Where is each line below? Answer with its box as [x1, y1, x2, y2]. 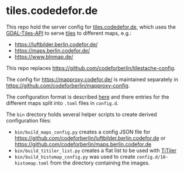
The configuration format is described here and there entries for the [6, 93, 169, 100]
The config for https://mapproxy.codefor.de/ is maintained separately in [6, 76, 178, 83]
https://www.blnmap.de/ [14, 53, 74, 60]
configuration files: [6, 117, 51, 124]
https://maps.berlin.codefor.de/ [14, 47, 91, 54]
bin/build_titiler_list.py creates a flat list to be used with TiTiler [14, 147, 177, 154]
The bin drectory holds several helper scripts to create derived [6, 111, 157, 118]
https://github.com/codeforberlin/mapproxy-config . [6, 82, 130, 89]
